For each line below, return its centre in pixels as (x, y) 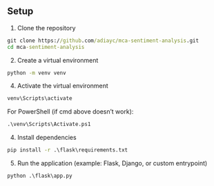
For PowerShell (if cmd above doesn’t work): (70, 112)
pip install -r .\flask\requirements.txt (68, 150)
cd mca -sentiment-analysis (46, 47)
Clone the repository (46, 28)
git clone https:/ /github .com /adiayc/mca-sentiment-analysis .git (103, 41)
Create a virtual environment (58, 60)
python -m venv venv (37, 73)
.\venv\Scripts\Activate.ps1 (49, 124)
